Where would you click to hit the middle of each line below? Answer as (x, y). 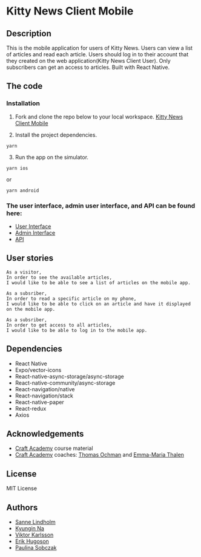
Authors (22, 507)
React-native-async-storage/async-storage (69, 376)
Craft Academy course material (54, 448)
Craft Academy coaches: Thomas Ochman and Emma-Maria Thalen (100, 455)
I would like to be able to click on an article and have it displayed (98, 304)
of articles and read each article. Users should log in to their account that (97, 54)
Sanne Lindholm (35, 522)
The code (25, 86)
